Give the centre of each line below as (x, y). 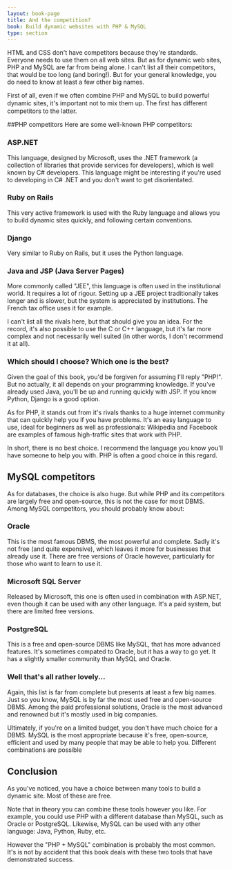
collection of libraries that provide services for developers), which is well (110, 165)
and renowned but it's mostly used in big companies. (83, 714)
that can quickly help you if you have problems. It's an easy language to (109, 419)
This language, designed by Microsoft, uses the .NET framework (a (103, 157)
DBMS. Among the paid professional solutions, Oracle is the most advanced (115, 707)
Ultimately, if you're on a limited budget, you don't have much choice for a (113, 728)
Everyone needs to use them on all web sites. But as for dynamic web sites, (115, 60)
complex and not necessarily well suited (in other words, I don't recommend (115, 336)
